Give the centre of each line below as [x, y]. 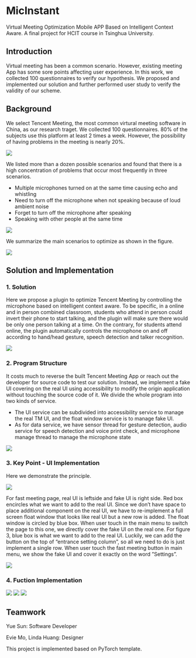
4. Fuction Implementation [44, 580]
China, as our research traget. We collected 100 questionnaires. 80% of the [97, 129]
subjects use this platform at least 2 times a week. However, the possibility [96, 135]
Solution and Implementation [60, 270]
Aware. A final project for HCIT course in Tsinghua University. [80, 33]
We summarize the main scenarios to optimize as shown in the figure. [90, 241]
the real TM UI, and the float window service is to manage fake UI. [94, 418]
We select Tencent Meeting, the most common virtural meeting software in [96, 123]
